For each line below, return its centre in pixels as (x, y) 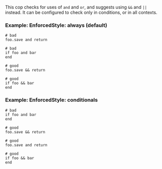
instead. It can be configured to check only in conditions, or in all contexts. (81, 12)
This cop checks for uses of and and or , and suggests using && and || (76, 7)
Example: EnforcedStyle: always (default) (56, 25)
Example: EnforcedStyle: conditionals (52, 100)
